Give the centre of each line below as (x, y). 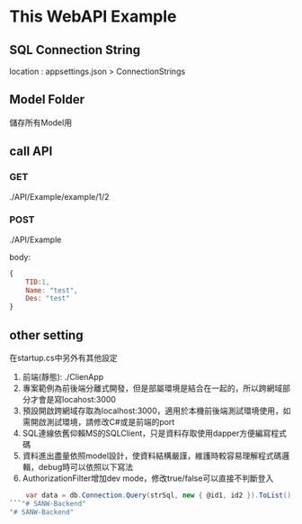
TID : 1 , (38, 282)
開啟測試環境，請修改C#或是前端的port (102, 421)
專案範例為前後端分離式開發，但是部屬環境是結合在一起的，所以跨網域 (152, 388)
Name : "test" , (52, 290)
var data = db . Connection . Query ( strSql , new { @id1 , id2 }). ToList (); (160, 495)
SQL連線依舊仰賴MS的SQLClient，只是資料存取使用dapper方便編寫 (147, 433)
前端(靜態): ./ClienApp (63, 376)
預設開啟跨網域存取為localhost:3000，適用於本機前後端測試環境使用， (152, 411)
